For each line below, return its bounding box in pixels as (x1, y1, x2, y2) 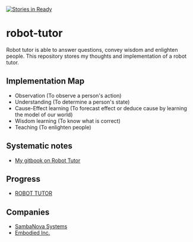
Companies (6, 207, 50, 217)
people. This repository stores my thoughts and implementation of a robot (6, 52, 187, 60)
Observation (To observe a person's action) (14, 92, 122, 99)
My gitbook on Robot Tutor (14, 157, 81, 164)
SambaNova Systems (14, 223, 68, 230)
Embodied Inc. (14, 229, 50, 237)
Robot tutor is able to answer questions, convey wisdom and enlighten (6, 46, 178, 53)
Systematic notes (6, 141, 72, 151)
